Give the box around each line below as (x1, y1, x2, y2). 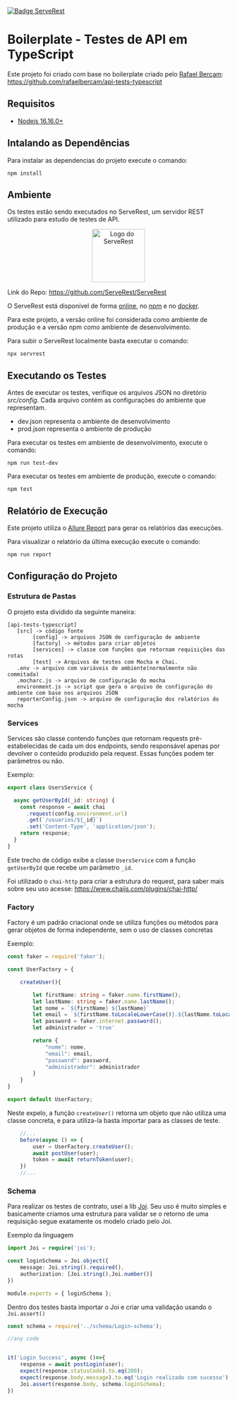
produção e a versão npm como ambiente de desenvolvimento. (7, 323, 192, 332)
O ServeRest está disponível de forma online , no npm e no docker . (7, 301, 200, 311)
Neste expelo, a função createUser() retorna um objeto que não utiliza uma (7, 1108, 227, 1117)
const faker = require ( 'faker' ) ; (7, 953, 106, 960)
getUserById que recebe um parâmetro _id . (7, 863, 133, 872)
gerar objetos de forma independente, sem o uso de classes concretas (7, 926, 214, 934)
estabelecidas (7, 742, 48, 750)
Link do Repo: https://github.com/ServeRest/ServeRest (7, 288, 167, 296)
